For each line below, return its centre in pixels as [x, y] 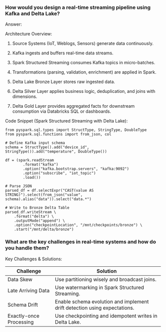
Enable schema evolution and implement [102, 301]
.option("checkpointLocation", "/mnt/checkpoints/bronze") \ [78, 225]
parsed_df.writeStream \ [31, 212]
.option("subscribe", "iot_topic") [60, 173]
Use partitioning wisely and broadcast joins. [106, 279]
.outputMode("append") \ [40, 221]
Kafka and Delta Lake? [33, 13]
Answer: [14, 24]
